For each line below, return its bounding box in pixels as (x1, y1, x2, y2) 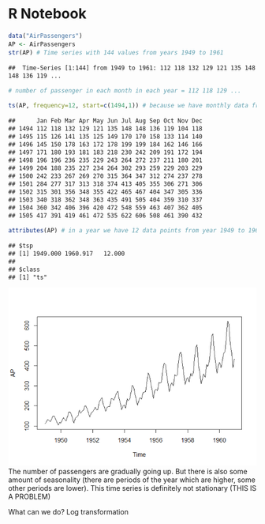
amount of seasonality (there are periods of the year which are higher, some (8, 475, 256, 484)
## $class (8, 266, 41, 273)
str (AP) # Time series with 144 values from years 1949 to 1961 (8, 48, 224, 56)
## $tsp (8, 242, 34, 250)
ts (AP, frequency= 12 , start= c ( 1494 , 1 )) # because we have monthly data (8, 102, 248, 110)
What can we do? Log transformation (8, 507, 129, 517)
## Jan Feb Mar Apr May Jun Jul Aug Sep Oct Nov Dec (8, 117, 203, 125)
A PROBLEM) (8, 492, 51, 502)
